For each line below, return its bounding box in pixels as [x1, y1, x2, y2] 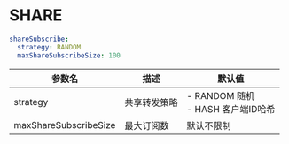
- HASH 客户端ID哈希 [185, 102, 276, 115]
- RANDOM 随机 [185, 89, 255, 102]
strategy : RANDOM [17, 42, 82, 51]
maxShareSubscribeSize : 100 [17, 50, 121, 60]
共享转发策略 [123, 96, 178, 109]
